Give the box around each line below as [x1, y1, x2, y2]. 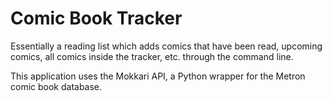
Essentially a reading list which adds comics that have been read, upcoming [10, 40, 323, 52]
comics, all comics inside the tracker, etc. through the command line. [10, 50, 294, 62]
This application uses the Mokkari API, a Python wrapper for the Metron [10, 70, 306, 82]
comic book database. [10, 80, 103, 92]
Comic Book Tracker [10, 7, 183, 30]
